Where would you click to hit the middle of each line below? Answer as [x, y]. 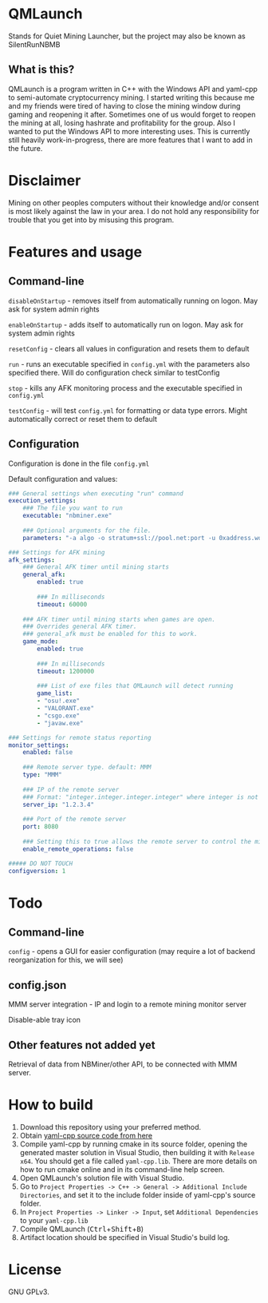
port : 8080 [41, 827]
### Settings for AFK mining [57, 552]
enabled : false [48, 753]
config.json [37, 985]
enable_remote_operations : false [78, 849]
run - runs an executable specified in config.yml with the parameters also [129, 363]
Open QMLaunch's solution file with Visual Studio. [102, 1178]
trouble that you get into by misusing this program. [91, 220]
